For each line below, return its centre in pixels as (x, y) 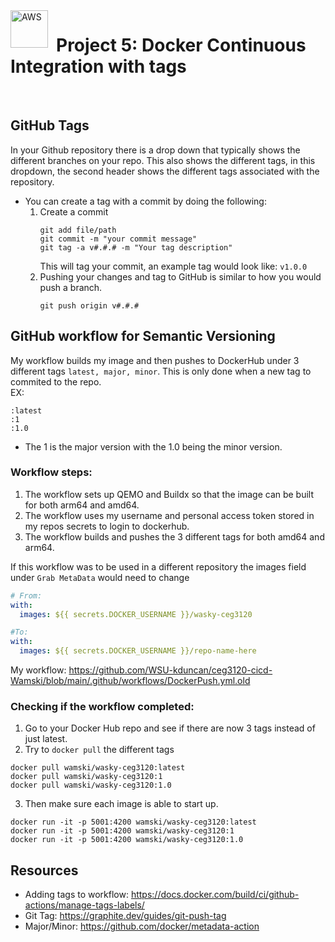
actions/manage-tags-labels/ (84, 905)
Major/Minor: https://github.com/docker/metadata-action (142, 926)
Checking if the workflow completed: (102, 707)
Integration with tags (98, 66)
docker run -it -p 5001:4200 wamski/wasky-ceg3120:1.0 (127, 840)
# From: (26, 595)
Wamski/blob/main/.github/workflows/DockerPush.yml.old (130, 681)
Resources (44, 870)
